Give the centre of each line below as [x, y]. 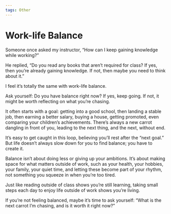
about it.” [15, 76]
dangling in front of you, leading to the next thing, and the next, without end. [86, 128]
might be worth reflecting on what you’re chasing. [58, 101]
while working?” [22, 55]
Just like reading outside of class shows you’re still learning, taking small [82, 185]
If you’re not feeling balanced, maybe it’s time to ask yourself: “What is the [83, 200]
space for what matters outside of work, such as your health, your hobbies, [84, 164]
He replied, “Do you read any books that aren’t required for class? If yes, [81, 65]
